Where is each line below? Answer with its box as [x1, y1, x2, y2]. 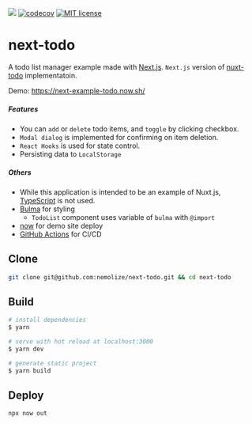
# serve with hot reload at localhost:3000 [8, 338, 154, 346]
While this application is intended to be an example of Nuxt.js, [19, 187, 221, 197]
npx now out [8, 410, 47, 418]
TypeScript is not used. [19, 195, 96, 205]
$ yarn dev [8, 345, 44, 353]
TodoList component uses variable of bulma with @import [31, 212, 216, 221]
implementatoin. [24, 70, 77, 80]
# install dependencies [8, 316, 87, 324]
